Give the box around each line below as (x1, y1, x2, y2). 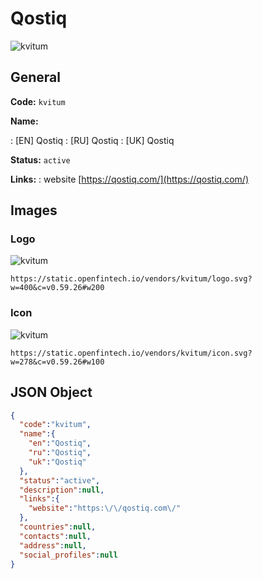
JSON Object (10, 384, 93, 401)
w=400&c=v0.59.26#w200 (10, 283, 105, 293)
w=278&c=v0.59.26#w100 (10, 357, 105, 367)
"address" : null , (19, 540, 87, 551)
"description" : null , (19, 485, 105, 495)
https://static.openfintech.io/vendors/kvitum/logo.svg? (10, 274, 253, 284)
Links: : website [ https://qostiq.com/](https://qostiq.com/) (10, 173, 249, 185)
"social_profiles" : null (19, 550, 118, 560)
